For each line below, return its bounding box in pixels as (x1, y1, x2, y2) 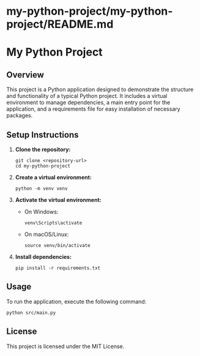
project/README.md (6, 17, 114, 31)
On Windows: (24, 208, 59, 215)
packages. (6, 112, 33, 119)
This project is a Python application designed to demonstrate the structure (6, 86, 194, 93)
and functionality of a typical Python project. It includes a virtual (6, 92, 168, 100)
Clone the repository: (15, 146, 71, 153)
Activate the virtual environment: (15, 196, 102, 203)
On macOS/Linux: (24, 231, 69, 238)
